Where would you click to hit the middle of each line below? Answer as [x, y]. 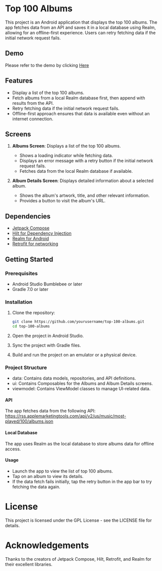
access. [13, 449]
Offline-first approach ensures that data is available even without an [81, 113]
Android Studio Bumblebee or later [47, 284]
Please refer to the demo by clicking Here [47, 65]
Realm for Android [30, 239]
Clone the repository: [34, 313]
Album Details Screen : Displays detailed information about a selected [83, 181]
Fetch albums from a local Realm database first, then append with [79, 98]
